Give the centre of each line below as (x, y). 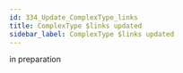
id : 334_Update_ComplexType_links (74, 17)
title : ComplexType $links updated (76, 26)
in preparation (35, 60)
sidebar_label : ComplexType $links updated (92, 34)
